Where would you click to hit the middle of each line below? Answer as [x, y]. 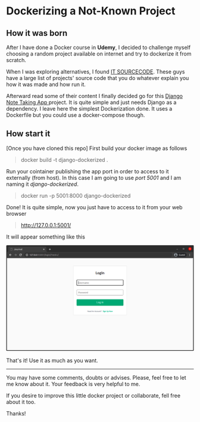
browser [16, 213]
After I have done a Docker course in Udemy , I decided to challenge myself [99, 47]
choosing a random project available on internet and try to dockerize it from [99, 54]
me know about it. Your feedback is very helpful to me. [73, 384]
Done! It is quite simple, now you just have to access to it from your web [94, 207]
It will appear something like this [46, 237]
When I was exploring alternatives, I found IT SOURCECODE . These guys [96, 72]
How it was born [37, 33]
